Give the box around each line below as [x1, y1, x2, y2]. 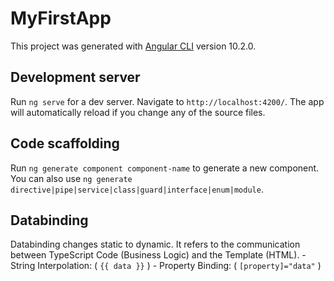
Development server [10, 69, 141, 86]
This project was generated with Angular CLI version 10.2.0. [10, 40, 257, 52]
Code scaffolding [10, 135, 120, 152]
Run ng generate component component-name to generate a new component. [10, 162, 320, 174]
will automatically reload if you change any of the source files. [10, 106, 266, 118]
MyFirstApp [10, 7, 112, 30]
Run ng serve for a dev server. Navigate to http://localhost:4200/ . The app [10, 95, 325, 107]
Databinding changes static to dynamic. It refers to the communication [10, 238, 301, 251]
